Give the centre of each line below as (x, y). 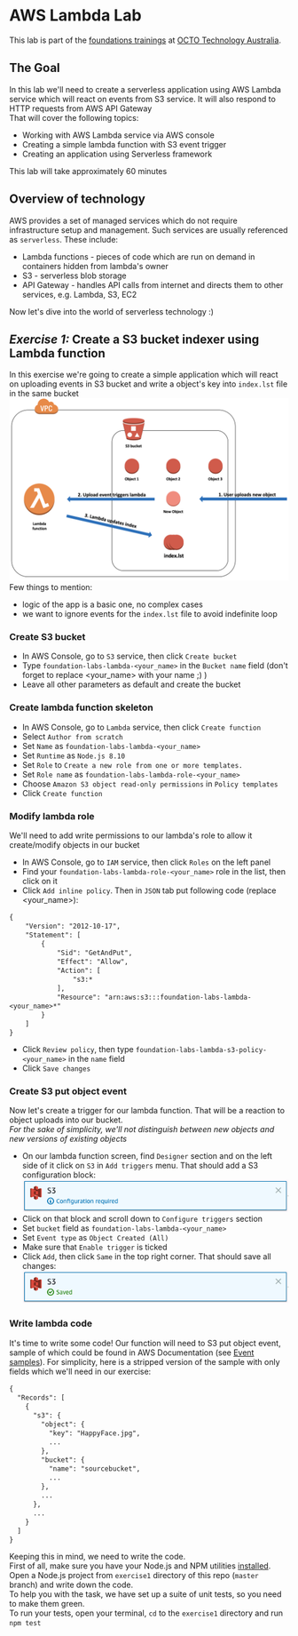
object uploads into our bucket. (66, 1120)
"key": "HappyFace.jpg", (94, 1433)
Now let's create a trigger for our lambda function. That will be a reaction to (147, 1111)
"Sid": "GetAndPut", (94, 953)
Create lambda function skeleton (81, 707)
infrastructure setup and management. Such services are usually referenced (149, 230)
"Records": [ (41, 1397)
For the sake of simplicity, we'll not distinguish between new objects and (142, 1129)
